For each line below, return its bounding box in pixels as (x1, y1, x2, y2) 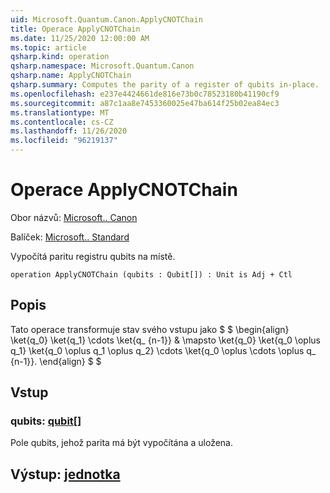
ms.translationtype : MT (10, 107, 110, 118)
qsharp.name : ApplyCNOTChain (10, 71, 132, 81)
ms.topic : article (10, 42, 87, 53)
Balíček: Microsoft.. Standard (10, 231, 130, 243)
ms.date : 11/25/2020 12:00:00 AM (10, 33, 150, 43)
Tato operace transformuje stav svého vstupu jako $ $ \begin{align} (10, 323, 290, 335)
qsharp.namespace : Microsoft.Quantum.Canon (10, 61, 195, 71)
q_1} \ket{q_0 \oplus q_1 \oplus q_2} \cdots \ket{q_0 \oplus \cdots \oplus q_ (10, 344, 317, 356)
